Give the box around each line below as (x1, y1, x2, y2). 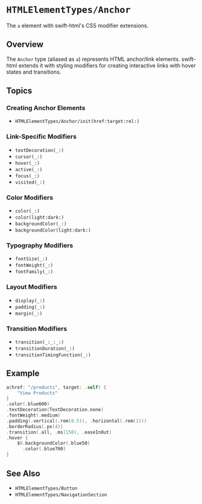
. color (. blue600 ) (6, 401, 50, 408)
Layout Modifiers (6, 283, 57, 291)
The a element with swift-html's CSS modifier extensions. (6, 22, 149, 29)
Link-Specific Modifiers (6, 133, 77, 141)
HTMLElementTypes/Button (14, 485, 78, 491)
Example (6, 368, 40, 379)
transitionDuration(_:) (14, 345, 75, 351)
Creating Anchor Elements (6, 104, 86, 112)
